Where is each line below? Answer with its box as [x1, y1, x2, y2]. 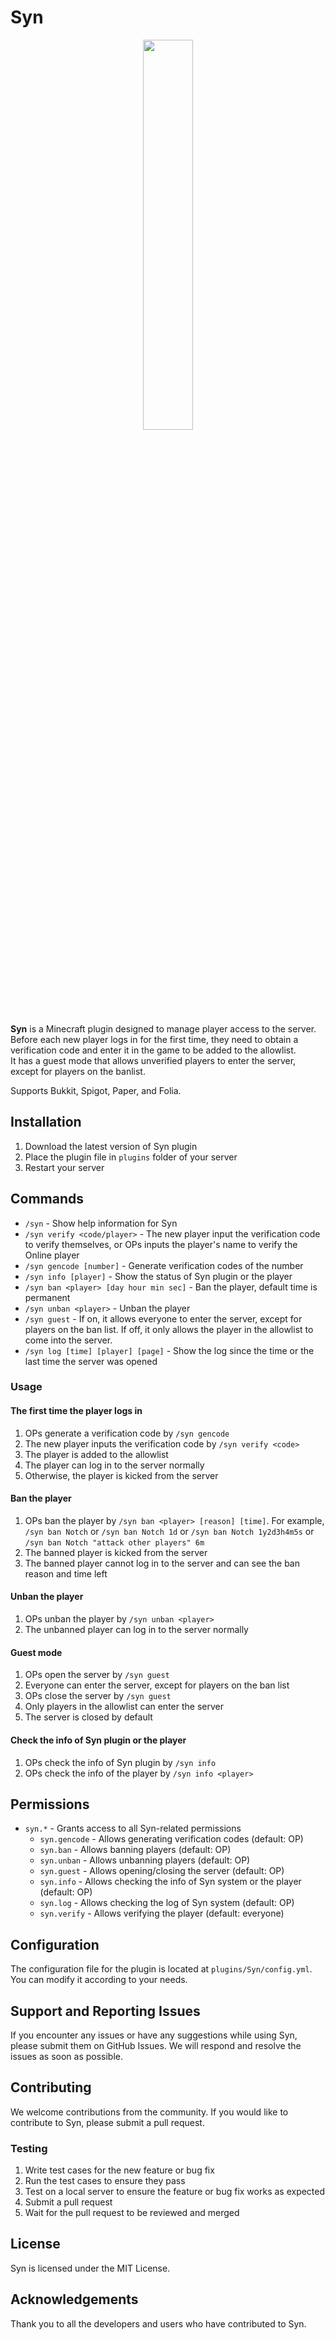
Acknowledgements [10, 2291, 139, 2308]
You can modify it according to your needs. [10, 1974, 188, 1986]
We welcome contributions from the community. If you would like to [10, 2106, 289, 2118]
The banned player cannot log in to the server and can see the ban [24, 1557, 300, 1569]
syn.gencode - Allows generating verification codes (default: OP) [39, 1833, 304, 1845]
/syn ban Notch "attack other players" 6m [24, 1537, 205, 1548]
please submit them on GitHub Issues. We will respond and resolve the [10, 2039, 302, 2051]
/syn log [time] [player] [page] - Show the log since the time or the [24, 1344, 315, 1356]
